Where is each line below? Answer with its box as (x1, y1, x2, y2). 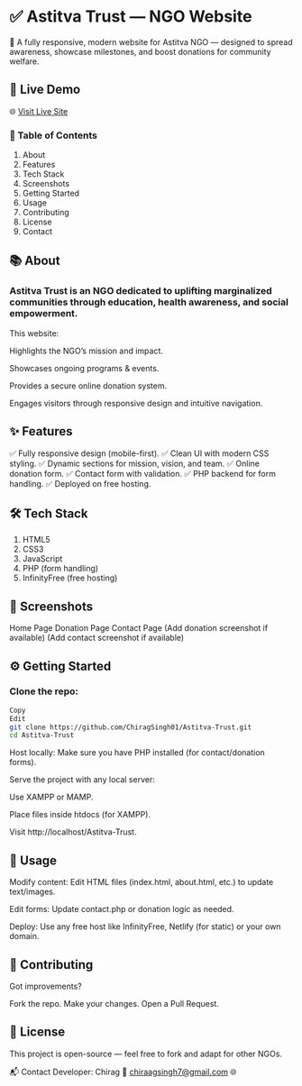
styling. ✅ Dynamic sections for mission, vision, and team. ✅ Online (9, 458, 260, 469)
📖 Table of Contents (9, 129, 97, 141)
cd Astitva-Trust (9, 731, 75, 740)
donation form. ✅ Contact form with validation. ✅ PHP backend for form (9, 468, 277, 479)
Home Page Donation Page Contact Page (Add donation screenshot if (9, 623, 269, 634)
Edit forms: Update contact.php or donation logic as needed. (9, 904, 234, 915)
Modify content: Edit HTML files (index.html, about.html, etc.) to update (9, 877, 274, 888)
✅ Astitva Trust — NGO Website (9, 6, 252, 27)
